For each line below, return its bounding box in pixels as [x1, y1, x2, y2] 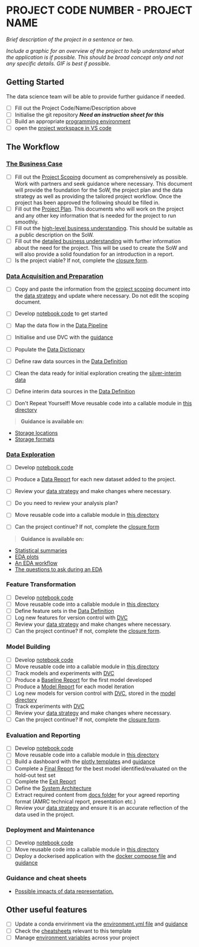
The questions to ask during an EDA [14, 565, 102, 573]
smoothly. [14, 218, 39, 225]
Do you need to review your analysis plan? [14, 500, 118, 507]
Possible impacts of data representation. [14, 888, 114, 895]
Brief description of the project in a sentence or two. [6, 36, 134, 43]
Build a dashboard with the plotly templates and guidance [14, 758, 156, 765]
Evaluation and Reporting [6, 731, 81, 739]
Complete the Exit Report [14, 778, 76, 785]
